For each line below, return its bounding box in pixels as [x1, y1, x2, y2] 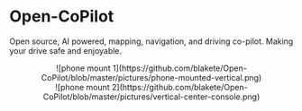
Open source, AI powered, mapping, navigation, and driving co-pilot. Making [9, 36, 294, 47]
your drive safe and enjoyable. [9, 45, 123, 55]
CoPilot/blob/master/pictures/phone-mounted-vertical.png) [41, 72, 262, 82]
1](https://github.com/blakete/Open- [112, 63, 248, 73]
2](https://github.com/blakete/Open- [111, 81, 248, 92]
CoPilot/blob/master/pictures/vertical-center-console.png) [42, 91, 261, 102]
